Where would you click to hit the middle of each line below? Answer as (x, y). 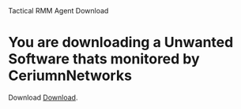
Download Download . (43, 97)
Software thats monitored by (104, 59)
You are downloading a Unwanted (121, 43)
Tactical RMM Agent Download (58, 11)
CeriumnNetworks (70, 76)
